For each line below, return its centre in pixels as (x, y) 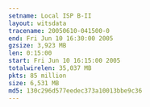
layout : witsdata (37, 23)
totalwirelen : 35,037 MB (50, 68)
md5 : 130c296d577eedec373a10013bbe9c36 (75, 91)
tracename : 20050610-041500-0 (59, 31)
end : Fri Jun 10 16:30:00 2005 (61, 38)
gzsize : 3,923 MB (37, 46)
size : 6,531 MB (34, 83)
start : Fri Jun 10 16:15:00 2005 (65, 61)
